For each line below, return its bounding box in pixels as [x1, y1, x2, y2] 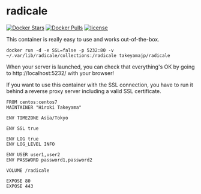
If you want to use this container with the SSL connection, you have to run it [6, 81, 193, 88]
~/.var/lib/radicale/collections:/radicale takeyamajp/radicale [6, 52, 170, 58]
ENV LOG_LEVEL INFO [6, 141, 55, 147]
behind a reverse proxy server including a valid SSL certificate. [6, 87, 162, 94]
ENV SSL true [6, 125, 39, 132]
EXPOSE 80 [6, 178, 31, 184]
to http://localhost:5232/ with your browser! [6, 69, 114, 76]
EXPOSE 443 [6, 183, 34, 189]
